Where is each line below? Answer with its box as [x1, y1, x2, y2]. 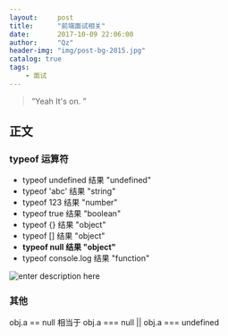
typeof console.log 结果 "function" [21, 253, 150, 264]
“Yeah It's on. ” [30, 96, 87, 106]
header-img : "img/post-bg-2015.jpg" [9, 46, 146, 55]
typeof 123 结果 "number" [21, 197, 118, 208]
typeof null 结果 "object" [21, 242, 116, 253]
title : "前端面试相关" [9, 21, 106, 30]
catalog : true [9, 55, 63, 63]
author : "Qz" [9, 38, 74, 47]
